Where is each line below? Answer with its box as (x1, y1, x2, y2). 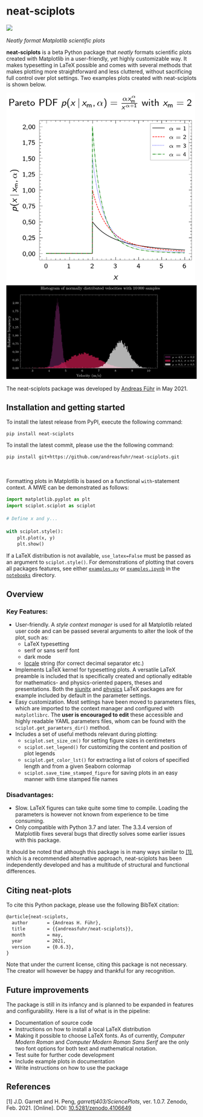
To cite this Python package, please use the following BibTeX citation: (6, 901, 179, 909)
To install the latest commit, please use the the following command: (6, 441, 174, 449)
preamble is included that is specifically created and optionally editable (14, 673, 192, 680)
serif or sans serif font (24, 647, 80, 654)
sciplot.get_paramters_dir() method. (14, 724, 111, 732)
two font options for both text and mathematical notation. (14, 1044, 157, 1052)
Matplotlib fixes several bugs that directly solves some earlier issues (14, 830, 185, 838)
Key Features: (6, 607, 48, 616)
